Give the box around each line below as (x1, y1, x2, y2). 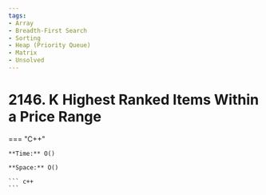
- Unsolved (8, 57, 45, 65)
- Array (8, 19, 34, 27)
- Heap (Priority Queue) (8, 42, 91, 50)
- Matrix (8, 49, 38, 57)
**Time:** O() (8, 149, 56, 157)
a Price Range (8, 108, 102, 126)
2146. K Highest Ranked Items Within (8, 91, 260, 109)
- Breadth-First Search (8, 26, 88, 34)
